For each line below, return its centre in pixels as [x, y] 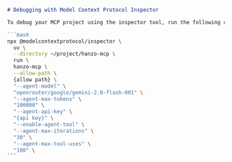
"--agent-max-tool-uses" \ [52, 144]
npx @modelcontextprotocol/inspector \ [65, 41]
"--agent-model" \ [40, 86]
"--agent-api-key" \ [43, 112]
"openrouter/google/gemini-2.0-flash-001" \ [78, 92]
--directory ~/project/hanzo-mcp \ [65, 54]
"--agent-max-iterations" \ [54, 131]
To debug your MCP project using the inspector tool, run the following [114, 22]
